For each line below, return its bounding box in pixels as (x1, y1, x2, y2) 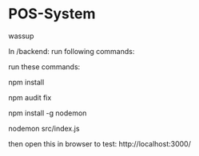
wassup (8, 31, 34, 41)
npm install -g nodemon (8, 108, 87, 118)
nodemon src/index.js (8, 123, 80, 133)
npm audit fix (8, 92, 52, 102)
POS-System (8, 5, 96, 23)
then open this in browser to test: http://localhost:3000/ (8, 138, 192, 148)
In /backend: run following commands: (8, 46, 135, 56)
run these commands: (8, 61, 81, 72)
